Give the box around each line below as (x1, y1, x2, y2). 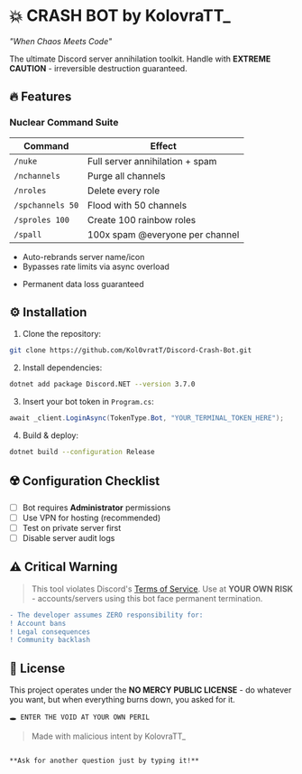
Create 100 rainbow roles (87, 213, 197, 226)
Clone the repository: (22, 329, 102, 340)
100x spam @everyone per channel (87, 228, 240, 240)
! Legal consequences (9, 627, 91, 637)
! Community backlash (9, 636, 91, 645)
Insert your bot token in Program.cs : (22, 396, 155, 407)
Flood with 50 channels (87, 199, 188, 211)
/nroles (14, 185, 47, 195)
